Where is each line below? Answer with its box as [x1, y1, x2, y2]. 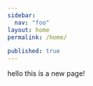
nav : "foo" [14, 19, 50, 27]
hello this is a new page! [7, 69, 85, 78]
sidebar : [7, 11, 36, 20]
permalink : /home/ [7, 33, 67, 41]
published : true [7, 48, 60, 56]
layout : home [7, 26, 50, 34]
